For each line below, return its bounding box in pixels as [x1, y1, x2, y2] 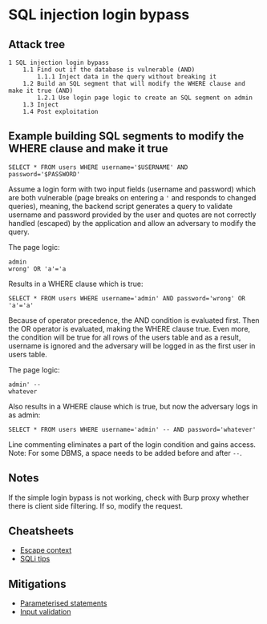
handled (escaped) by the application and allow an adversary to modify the [8, 218, 257, 227]
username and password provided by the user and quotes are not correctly [8, 210, 257, 219]
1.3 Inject [22, 101, 59, 109]
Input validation [19, 607, 71, 617]
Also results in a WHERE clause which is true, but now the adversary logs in [8, 401, 258, 411]
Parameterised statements [19, 598, 107, 608]
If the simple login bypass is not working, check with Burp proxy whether [8, 493, 249, 502]
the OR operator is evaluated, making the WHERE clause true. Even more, [8, 324, 251, 333]
